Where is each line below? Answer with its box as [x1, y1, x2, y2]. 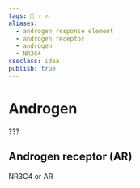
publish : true [8, 65, 57, 73]
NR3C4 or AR [8, 171, 53, 181]
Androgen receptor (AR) [8, 150, 133, 164]
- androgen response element [15, 27, 114, 35]
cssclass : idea [8, 58, 60, 66]
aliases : [8, 19, 38, 28]
